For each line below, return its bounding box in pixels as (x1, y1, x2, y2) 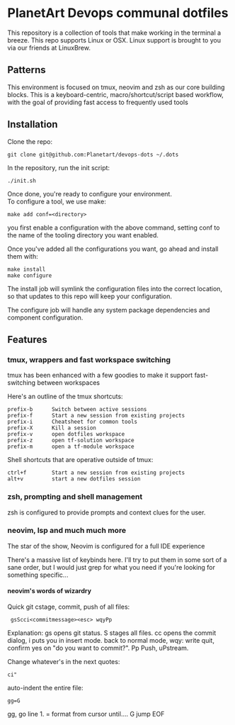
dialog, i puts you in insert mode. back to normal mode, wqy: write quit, (7, 636, 214, 645)
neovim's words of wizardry (7, 587, 92, 595)
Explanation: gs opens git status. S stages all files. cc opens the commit (7, 629, 217, 637)
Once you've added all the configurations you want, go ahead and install (7, 245, 219, 253)
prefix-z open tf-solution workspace (7, 437, 134, 444)
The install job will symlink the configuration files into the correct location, (7, 284, 223, 293)
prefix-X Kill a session (7, 425, 97, 432)
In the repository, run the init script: (7, 163, 110, 172)
